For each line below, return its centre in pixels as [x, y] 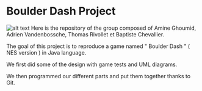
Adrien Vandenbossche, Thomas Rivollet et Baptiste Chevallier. [85, 34]
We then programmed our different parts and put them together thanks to [99, 76]
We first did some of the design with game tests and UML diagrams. [92, 64]
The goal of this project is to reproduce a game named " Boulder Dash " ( [98, 46]
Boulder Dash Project [61, 11]
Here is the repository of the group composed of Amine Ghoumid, [114, 28]
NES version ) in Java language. [46, 52]
